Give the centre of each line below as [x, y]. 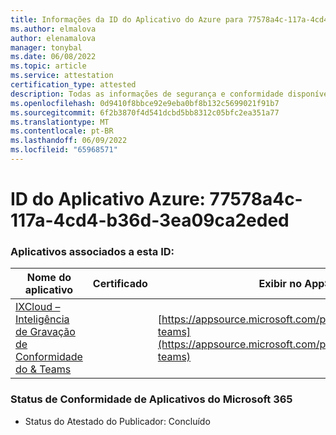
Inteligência [42, 319]
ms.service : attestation [62, 76]
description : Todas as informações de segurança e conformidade [147, 94]
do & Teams [43, 369]
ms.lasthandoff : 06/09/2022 [69, 141]
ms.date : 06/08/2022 [53, 57]
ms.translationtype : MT [60, 122]
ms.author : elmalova [53, 29]
